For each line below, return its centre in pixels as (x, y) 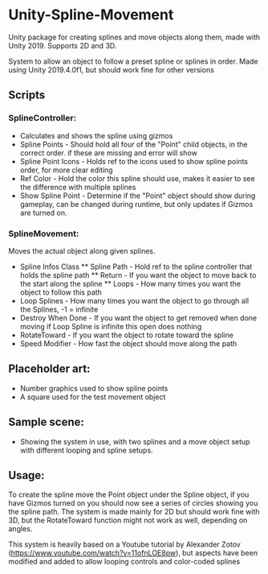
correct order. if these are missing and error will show (109, 153)
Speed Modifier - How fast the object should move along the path (128, 343)
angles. (20, 529)
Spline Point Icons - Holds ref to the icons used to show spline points (134, 161)
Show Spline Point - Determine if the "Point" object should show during (138, 196)
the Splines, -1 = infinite (59, 309)
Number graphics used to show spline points (94, 388)
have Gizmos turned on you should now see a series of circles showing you (133, 503)
